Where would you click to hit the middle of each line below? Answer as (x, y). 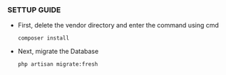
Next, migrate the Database (58, 52)
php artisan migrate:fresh (58, 64)
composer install (43, 38)
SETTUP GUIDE (34, 10)
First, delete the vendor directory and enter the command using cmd (118, 25)
